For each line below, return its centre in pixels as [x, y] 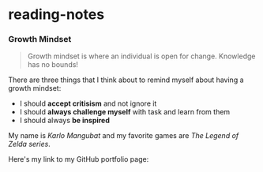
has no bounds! [53, 65]
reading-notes [56, 15]
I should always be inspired [65, 121]
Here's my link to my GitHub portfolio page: [79, 159]
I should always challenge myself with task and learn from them [125, 112]
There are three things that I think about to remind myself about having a [126, 80]
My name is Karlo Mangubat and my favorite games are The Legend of [124, 136]
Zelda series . [30, 144]
